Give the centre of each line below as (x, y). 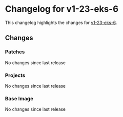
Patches (15, 52)
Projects (15, 75)
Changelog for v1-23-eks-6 (62, 9)
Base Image (19, 98)
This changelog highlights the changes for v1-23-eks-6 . (61, 23)
